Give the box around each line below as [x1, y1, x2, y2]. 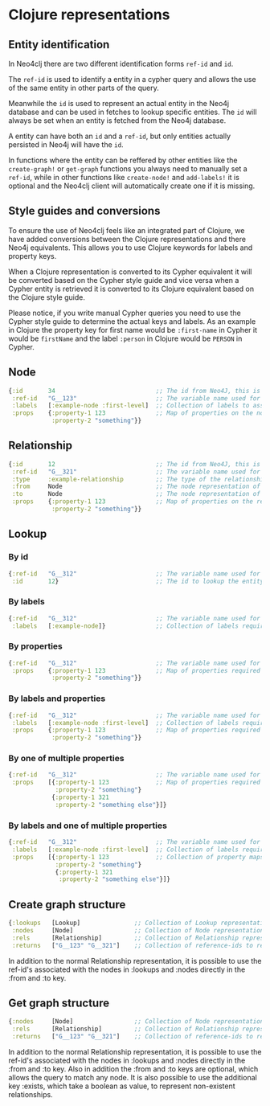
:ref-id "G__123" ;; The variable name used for [11, 394, 261, 403]
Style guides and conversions [8, 204, 161, 218]
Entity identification [8, 38, 110, 51]
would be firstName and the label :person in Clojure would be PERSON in [8, 334, 243, 343]
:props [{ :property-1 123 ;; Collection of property [11, 853, 247, 861]
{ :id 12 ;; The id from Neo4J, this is [8, 460, 261, 468]
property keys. [8, 251, 57, 260]
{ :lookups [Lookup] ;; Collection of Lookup [8, 919, 218, 928]
